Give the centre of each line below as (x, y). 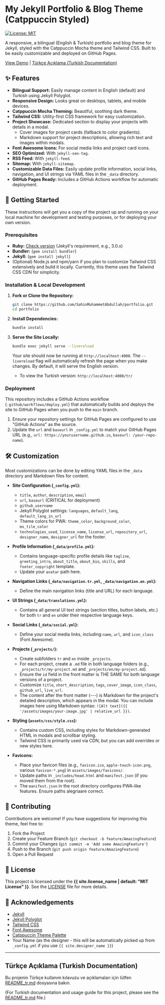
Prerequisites (21, 235)
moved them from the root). (47, 781)
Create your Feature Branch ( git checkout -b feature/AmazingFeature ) (84, 838)
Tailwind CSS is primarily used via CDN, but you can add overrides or (90, 740)
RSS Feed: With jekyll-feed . (41, 158)
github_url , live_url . (41, 690)
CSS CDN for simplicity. (36, 272)
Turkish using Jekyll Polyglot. (42, 95)
